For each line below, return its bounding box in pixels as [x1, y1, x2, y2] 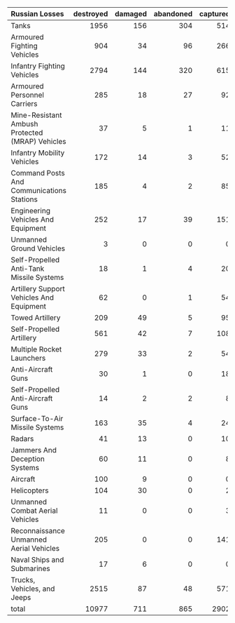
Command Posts [10, 168, 65, 177]
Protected [10, 128, 43, 138]
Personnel [10, 91, 44, 100]
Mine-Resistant [10, 110, 62, 120]
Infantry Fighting [10, 61, 65, 71]
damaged [115, 9, 148, 18]
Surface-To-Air [10, 414, 64, 423]
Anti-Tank [10, 264, 45, 273]
